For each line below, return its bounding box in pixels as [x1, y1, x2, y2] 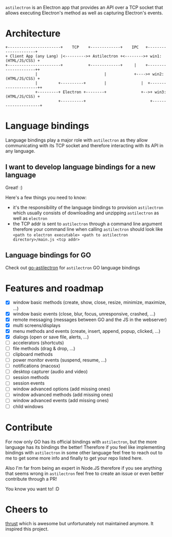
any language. [5, 148, 35, 154]
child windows [12, 403, 44, 409]
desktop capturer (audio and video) [12, 369, 88, 375]
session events [12, 380, 45, 386]
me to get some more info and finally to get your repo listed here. [5, 455, 143, 461]
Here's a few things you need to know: [5, 194, 87, 201]
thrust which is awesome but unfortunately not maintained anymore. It [5, 521, 154, 527]
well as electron [12, 215, 48, 221]
